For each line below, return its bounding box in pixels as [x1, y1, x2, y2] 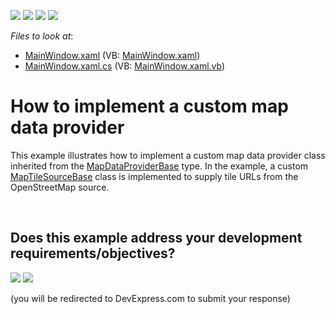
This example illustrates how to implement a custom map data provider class [10, 149, 326, 161]
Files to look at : [10, 30, 74, 42]
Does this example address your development [10, 230, 303, 247]
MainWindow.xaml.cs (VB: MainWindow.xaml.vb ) [24, 60, 226, 72]
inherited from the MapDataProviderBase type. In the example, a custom [10, 160, 309, 172]
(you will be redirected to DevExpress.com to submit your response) [10, 292, 291, 304]
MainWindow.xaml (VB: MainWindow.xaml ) [24, 50, 201, 61]
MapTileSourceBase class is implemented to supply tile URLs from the [10, 170, 299, 182]
